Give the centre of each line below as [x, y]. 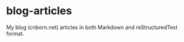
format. [15, 33]
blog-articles [39, 11]
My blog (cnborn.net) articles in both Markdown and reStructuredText [92, 27]
